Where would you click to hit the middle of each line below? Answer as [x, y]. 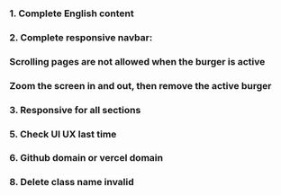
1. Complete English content [72, 13]
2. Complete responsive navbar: [81, 37]
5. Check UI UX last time [63, 134]
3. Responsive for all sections [75, 110]
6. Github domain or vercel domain [86, 158]
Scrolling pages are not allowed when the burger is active [137, 61]
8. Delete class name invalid [72, 182]
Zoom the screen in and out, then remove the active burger [140, 85]
